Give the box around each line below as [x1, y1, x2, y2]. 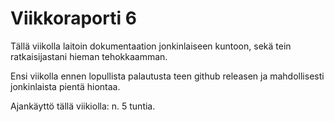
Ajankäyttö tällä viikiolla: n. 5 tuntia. [10, 100, 156, 112]
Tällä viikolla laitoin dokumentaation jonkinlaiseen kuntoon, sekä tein [10, 40, 292, 52]
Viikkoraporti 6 [10, 7, 137, 30]
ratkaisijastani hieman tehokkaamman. [10, 50, 168, 62]
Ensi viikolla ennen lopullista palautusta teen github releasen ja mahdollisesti [10, 70, 325, 82]
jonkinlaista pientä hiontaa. [10, 80, 121, 92]
